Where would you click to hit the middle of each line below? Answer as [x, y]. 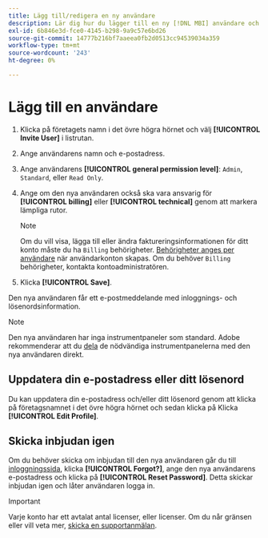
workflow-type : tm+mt [44, 46]
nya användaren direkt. [46, 354]
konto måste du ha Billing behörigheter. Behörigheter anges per [127, 249]
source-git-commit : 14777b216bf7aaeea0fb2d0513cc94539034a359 [114, 38]
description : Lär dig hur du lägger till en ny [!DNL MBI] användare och [134, 23]
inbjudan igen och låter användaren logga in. [82, 486]
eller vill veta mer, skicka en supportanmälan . [83, 525]
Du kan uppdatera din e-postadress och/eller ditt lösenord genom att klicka [132, 398]
